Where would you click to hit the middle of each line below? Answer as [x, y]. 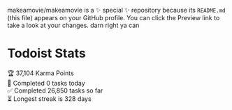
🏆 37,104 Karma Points [41, 73]
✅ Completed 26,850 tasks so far [55, 91]
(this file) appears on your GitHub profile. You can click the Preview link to [114, 18]
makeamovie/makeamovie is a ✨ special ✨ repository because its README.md [116, 10]
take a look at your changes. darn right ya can [73, 25]
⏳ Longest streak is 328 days [50, 99]
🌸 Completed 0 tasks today [46, 83]
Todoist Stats [46, 53]
